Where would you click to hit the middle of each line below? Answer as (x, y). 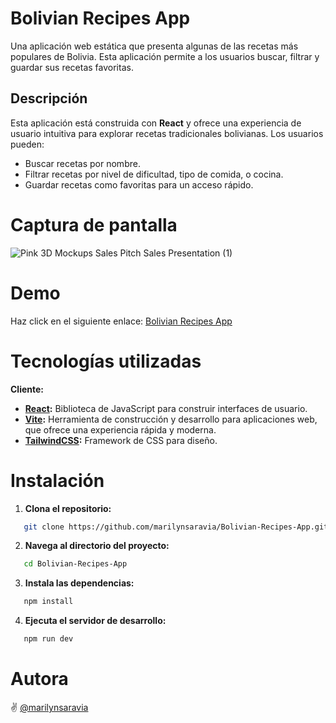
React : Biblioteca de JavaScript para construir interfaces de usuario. (166, 408)
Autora (39, 679)
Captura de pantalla (94, 224)
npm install (48, 602)
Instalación (57, 480)
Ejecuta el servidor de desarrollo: (95, 621)
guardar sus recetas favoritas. (72, 67)
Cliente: (27, 389)
